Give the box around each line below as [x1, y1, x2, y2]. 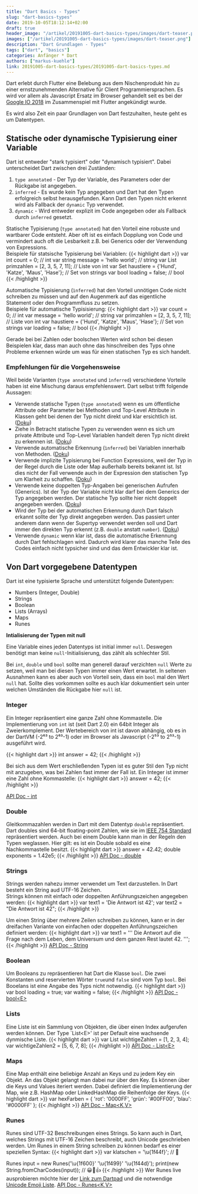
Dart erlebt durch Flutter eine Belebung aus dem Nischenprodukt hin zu [6, 80, 180, 87]
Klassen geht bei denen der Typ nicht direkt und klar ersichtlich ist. [14, 413, 177, 420]
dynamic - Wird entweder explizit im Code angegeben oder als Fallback [14, 207, 187, 214]
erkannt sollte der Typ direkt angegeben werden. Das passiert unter [14, 513, 180, 520]
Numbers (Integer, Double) [14, 589, 80, 596]
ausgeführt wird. [6, 739, 47, 746]
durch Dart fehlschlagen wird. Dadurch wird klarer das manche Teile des [14, 539, 191, 546]
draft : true [6, 25, 35, 31]
